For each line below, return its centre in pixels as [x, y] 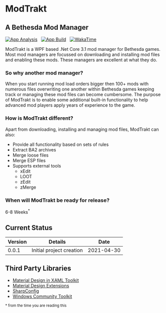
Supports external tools [37, 166]
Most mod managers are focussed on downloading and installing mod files [82, 54]
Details [57, 242]
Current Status [29, 228]
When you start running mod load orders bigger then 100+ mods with [77, 84]
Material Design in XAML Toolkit [46, 280]
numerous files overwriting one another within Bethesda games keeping [80, 89]
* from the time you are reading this [36, 306]
